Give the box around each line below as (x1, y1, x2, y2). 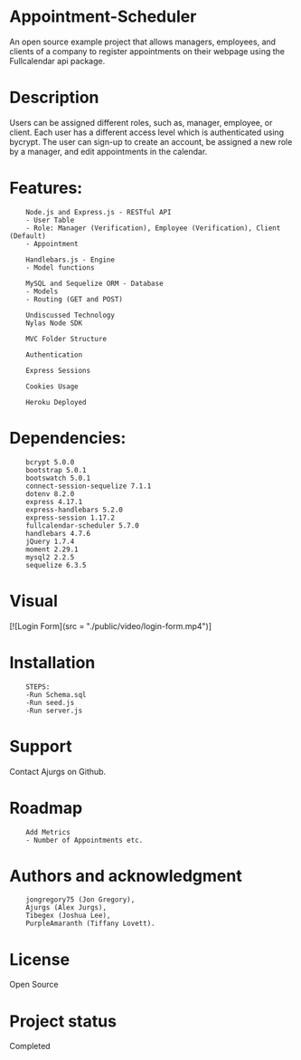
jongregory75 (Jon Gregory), (25, 895, 136, 904)
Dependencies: (9, 428, 127, 448)
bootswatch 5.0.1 (25, 473, 91, 482)
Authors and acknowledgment (9, 865, 242, 886)
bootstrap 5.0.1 (25, 465, 88, 474)
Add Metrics (25, 827, 71, 836)
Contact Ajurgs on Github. (9, 766, 107, 777)
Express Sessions (25, 366, 91, 375)
